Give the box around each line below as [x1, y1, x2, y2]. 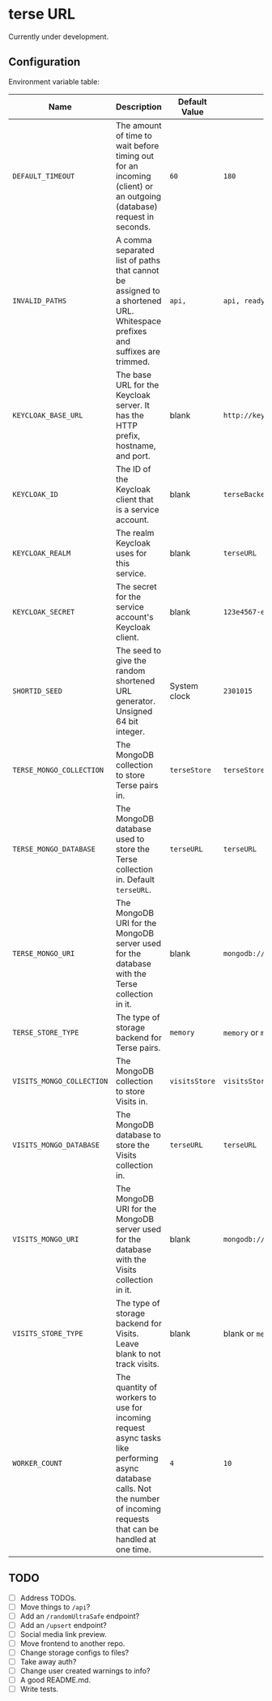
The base [116, 369, 152, 380]
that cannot [116, 264, 159, 276]
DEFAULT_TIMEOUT [12, 171, 75, 181]
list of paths [116, 255, 160, 266]
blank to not [116, 1348, 161, 1359]
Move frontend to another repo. [19, 1639, 125, 1648]
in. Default [116, 873, 155, 885]
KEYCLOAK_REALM [12, 548, 71, 558]
